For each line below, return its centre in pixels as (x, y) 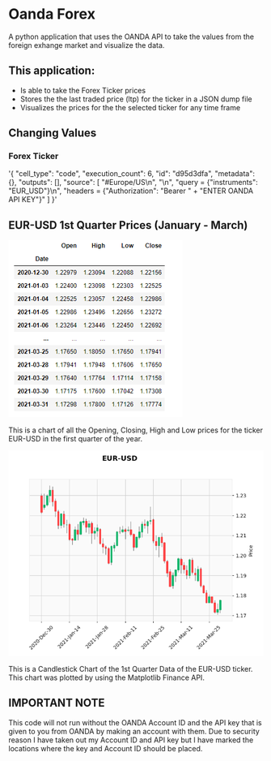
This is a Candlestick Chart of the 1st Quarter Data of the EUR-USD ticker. (131, 669)
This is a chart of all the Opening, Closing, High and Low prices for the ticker (135, 430)
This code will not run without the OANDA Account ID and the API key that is (135, 722)
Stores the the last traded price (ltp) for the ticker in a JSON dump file (136, 99)
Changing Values (53, 133)
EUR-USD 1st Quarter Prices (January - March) (128, 225)
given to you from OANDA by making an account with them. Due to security (134, 731)
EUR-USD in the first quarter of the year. (76, 439)
